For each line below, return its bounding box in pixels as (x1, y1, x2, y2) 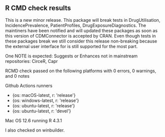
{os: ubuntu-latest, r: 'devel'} (12, 108, 71, 114)
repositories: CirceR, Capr (5, 58, 58, 64)
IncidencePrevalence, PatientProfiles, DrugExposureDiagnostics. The (5, 22, 146, 28)
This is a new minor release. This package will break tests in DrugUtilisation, (5, 17, 161, 23)
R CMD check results (5, 4, 71, 12)
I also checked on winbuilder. (5, 127, 65, 133)
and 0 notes (5, 73, 30, 79)
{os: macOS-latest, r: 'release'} (12, 92, 76, 98)
